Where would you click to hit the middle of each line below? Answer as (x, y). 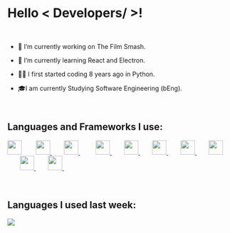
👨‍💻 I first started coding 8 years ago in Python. (86, 74)
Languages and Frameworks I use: (85, 127)
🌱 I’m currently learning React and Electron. (82, 60)
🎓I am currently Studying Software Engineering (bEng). (100, 88)
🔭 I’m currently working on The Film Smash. (82, 46)
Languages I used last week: (72, 205)
